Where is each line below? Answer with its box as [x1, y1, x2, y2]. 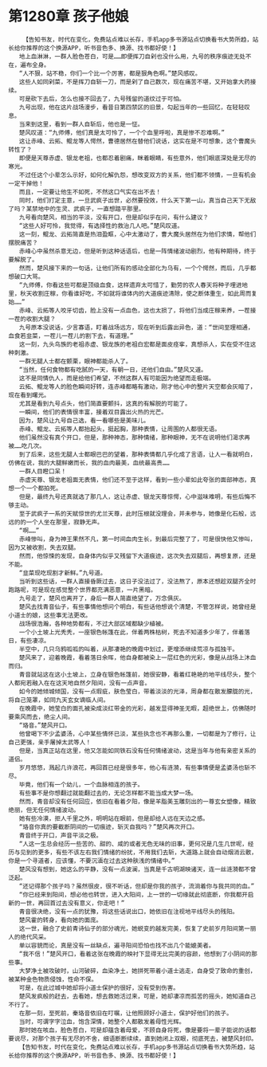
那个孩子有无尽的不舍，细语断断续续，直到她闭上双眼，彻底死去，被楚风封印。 [37, 1034, 257, 1042]
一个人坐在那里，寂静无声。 [26, 518, 104, 526]
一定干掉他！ [8, 179, 45, 187]
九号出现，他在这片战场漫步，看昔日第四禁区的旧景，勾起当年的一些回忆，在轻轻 [18, 103, 245, 112]
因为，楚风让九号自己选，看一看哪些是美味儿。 [18, 416, 150, 425]
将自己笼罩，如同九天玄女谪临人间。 [8, 696, 110, 704]
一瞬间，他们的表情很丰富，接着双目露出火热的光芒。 [18, 408, 167, 416]
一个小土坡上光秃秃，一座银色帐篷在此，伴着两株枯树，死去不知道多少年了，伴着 [18, 628, 245, 636]
